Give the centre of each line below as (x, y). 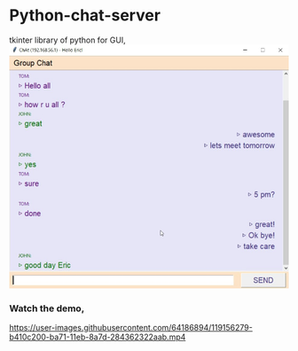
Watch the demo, (47, 308)
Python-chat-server (85, 16)
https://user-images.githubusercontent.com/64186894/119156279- (131, 328)
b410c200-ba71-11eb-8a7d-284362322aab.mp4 (98, 337)
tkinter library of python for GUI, (67, 40)
